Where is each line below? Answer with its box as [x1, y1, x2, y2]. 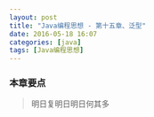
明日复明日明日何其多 [30, 98, 109, 109]
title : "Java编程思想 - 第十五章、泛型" [9, 21, 147, 30]
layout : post [9, 12, 58, 22]
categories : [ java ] [9, 37, 82, 47]
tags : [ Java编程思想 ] [9, 46, 85, 55]
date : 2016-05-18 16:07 [9, 29, 98, 38]
